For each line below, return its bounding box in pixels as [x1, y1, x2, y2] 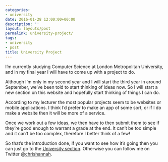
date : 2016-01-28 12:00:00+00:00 [5, 17, 76, 22]
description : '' [5, 21, 39, 27]
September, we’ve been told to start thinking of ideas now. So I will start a [5, 84, 158, 90]
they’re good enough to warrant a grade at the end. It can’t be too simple [5, 125, 156, 131]
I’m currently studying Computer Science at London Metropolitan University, [5, 64, 164, 70]
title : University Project [5, 49, 62, 55]
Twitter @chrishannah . [5, 151, 52, 157]
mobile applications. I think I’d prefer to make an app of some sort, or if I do [5, 104, 161, 111]
